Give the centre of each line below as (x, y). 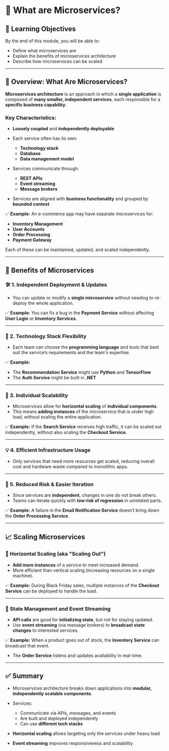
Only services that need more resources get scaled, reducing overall (83, 461)
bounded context (31, 204)
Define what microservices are (44, 51)
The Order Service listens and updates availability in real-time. (77, 655)
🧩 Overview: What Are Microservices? (66, 82)
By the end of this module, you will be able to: (53, 41)
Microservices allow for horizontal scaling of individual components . (85, 406)
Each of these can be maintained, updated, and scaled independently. (78, 250)
